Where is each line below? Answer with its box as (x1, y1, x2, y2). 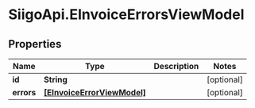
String (43, 74, 68, 85)
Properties (8, 37, 62, 51)
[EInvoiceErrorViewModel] (43, 87, 147, 98)
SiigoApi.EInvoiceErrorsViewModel (8, 6, 245, 24)
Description (153, 61, 199, 71)
